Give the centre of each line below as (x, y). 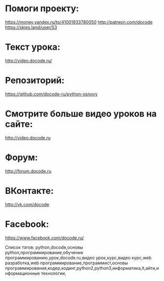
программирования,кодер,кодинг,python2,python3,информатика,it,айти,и (82, 268)
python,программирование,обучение (44, 252)
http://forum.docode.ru (28, 171)
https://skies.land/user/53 (31, 27)
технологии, (54, 273)
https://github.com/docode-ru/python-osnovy (51, 94)
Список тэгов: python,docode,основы (44, 247)
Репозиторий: (35, 81)
